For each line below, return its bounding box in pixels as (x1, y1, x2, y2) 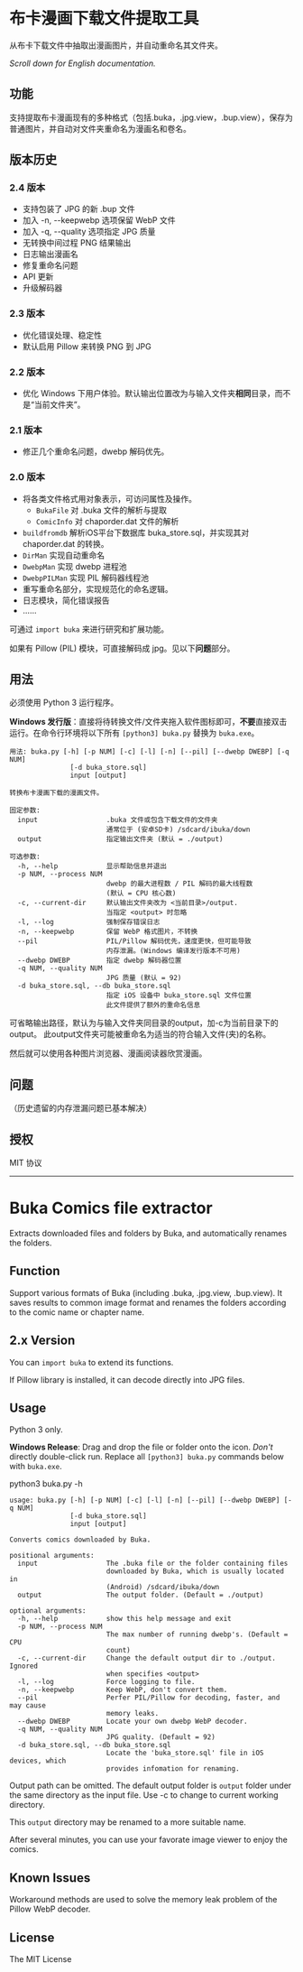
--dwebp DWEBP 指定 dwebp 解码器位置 (17, 956, 182, 966)
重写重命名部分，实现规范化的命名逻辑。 (22, 583, 173, 594)
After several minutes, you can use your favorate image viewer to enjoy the (9, 1834, 289, 1846)
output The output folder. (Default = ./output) (17, 1590, 264, 1600)
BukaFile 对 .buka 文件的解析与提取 (35, 505, 168, 515)
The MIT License (9, 1954, 72, 1965)
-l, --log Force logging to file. (17, 1678, 196, 1687)
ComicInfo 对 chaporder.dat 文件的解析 (35, 515, 179, 526)
